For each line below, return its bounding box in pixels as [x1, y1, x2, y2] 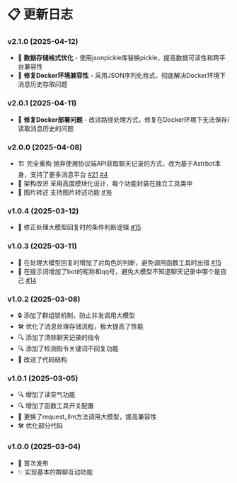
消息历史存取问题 [17, 80, 68, 89]
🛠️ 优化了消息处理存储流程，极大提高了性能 [17, 322, 144, 330]
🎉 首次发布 [17, 458, 49, 467]
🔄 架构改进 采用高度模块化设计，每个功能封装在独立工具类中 [17, 179, 193, 188]
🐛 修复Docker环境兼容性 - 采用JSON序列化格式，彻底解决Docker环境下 [17, 72, 226, 80]
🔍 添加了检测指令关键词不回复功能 [17, 344, 119, 353]
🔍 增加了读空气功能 [17, 390, 76, 399]
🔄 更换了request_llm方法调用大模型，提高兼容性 [17, 412, 157, 421]
